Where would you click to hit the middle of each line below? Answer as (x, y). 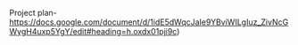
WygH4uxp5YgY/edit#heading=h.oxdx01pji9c (93, 31)
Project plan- (33, 13)
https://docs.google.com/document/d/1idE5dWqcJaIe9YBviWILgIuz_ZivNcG (149, 22)
